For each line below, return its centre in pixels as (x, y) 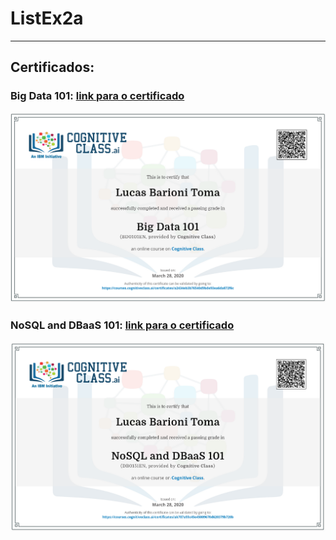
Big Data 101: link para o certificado (97, 96)
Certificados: (52, 67)
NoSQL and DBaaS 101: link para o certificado (122, 325)
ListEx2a (47, 18)
